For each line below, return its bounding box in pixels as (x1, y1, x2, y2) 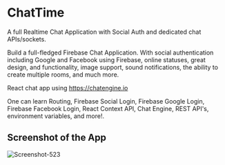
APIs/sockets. (7, 35, 46, 43)
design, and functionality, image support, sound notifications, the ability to (7, 63, 219, 71)
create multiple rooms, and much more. (7, 70, 119, 79)
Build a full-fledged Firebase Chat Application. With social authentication (7, 48, 214, 57)
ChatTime (7, 5, 65, 21)
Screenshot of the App (7, 132, 107, 144)
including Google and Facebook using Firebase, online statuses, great (7, 55, 206, 64)
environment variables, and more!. (7, 112, 105, 120)
